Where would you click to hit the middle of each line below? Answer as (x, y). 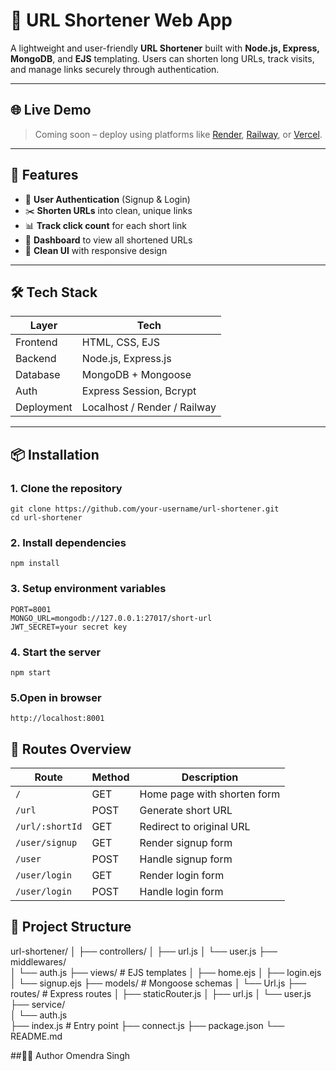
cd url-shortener (46, 518)
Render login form (182, 876)
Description (210, 777)
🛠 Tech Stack (54, 292)
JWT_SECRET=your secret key (69, 627)
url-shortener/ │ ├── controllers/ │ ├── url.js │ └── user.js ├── (144, 951)
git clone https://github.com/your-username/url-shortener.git (145, 509)
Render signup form (186, 843)
